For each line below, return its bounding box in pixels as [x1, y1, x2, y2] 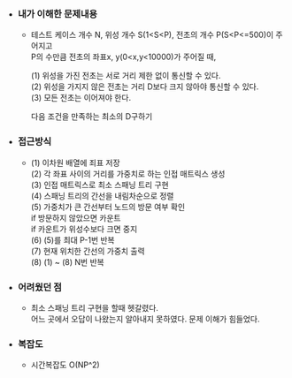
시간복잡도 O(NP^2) [30, 359, 100, 370]
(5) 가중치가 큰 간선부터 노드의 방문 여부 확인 [30, 201, 186, 212]
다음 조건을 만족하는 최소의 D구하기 [30, 111, 153, 122]
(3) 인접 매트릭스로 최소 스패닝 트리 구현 [30, 179, 170, 190]
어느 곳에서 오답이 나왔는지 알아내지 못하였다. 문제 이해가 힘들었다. [30, 314, 260, 324]
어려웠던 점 [17, 281, 62, 293]
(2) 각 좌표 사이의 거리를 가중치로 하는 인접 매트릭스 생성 [30, 168, 226, 178]
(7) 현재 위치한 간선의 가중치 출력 [30, 246, 145, 256]
